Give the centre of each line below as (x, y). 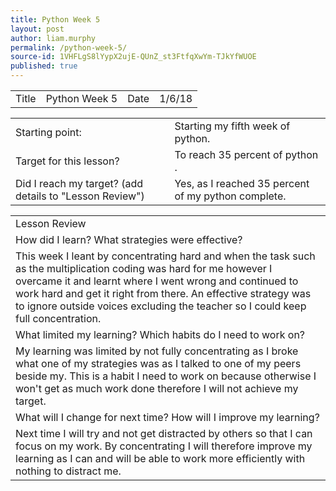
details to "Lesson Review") (80, 196)
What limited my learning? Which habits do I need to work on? (160, 334)
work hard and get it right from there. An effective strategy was (163, 293)
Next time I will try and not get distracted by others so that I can (164, 433)
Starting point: (48, 132)
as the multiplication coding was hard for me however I (144, 268)
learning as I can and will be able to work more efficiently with (160, 458)
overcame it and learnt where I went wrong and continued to (157, 281)
